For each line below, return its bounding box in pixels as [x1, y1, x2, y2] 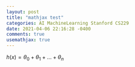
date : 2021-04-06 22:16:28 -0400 [6, 25, 91, 32]
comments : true [6, 31, 45, 37]
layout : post [6, 8, 40, 15]
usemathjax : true [6, 37, 50, 43]
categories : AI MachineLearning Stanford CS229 [6, 20, 130, 26]
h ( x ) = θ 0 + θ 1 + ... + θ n [6, 54, 64, 62]
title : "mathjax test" [6, 14, 64, 21]
